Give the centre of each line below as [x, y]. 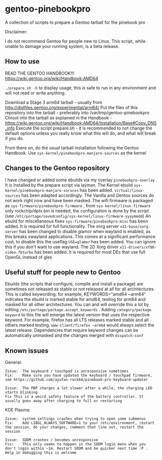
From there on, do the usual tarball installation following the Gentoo [72, 148]
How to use [22, 62]
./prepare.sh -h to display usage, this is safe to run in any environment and [81, 88]
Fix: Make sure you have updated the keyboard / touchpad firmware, [79, 376]
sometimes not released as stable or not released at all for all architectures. [80, 289]
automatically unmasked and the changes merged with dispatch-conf [74, 335]
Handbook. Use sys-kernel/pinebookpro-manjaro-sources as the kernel [76, 153]
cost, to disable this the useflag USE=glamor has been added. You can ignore [81, 241]
